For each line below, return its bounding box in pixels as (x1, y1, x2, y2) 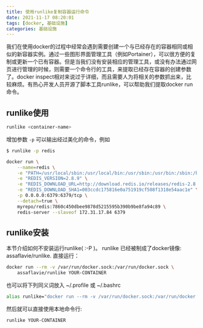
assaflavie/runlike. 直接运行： (6, 252, 80, 260)
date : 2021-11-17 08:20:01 (6, 14, 74, 21)
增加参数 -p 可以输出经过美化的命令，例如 (6, 135, 111, 143)
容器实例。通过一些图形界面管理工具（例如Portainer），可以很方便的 (22, 51, 191, 58)
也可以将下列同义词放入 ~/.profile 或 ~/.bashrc (6, 281, 121, 289)
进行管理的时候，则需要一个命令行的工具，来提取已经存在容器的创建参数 (11, 66, 192, 73)
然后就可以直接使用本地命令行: (6, 306, 83, 312)
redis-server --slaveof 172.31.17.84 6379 (17, 209, 126, 215)
